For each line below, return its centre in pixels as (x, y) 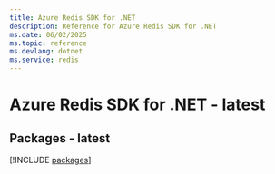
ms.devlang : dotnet (46, 52)
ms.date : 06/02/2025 (49, 34)
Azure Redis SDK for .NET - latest (137, 105)
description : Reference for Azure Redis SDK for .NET (113, 26)
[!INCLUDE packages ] (50, 160)
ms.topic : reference (49, 43)
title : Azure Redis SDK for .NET (73, 18)
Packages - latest (60, 138)
